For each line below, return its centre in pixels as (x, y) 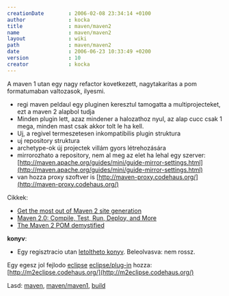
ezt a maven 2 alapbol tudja (56, 111)
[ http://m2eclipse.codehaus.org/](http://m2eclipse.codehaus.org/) (100, 272)
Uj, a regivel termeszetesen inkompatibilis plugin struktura (99, 133)
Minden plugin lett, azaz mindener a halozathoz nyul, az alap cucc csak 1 (119, 119)
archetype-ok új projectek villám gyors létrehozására (91, 148)
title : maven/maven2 (59, 26)
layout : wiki (47, 39)
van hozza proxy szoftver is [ (58, 177)
